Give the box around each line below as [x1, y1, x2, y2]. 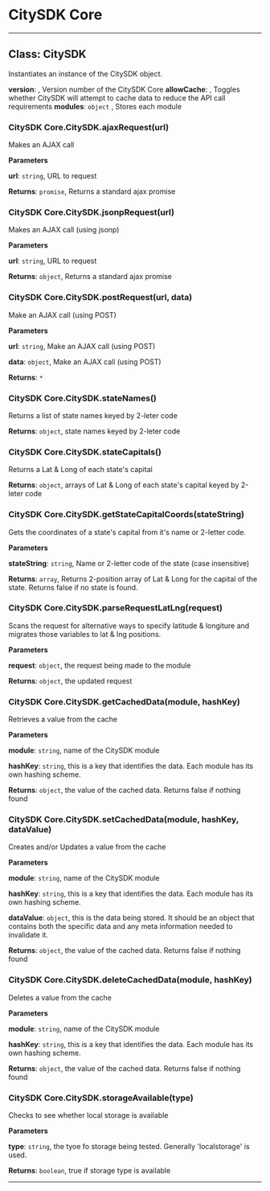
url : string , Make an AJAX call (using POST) [8, 341, 156, 351]
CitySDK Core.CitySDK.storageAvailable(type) [8, 1092, 194, 1103]
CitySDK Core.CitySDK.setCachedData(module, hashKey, [8, 814, 239, 825]
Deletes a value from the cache [8, 992, 112, 1002]
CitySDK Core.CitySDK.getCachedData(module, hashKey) [8, 696, 241, 707]
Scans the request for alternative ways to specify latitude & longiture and [8, 621, 250, 630]
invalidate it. [8, 930, 48, 940]
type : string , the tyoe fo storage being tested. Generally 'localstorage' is [8, 1142, 251, 1152]
